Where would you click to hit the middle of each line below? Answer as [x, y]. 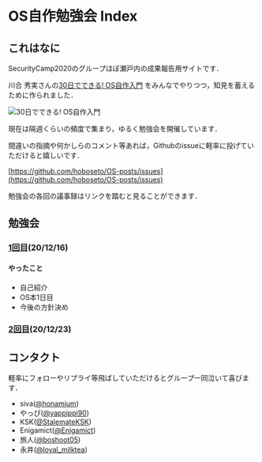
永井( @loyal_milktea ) [54, 450]
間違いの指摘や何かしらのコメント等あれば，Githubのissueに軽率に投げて [128, 146]
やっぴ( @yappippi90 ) [54, 413]
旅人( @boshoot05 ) [50, 440]
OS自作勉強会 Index [73, 16]
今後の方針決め [44, 307]
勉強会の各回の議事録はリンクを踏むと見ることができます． [105, 196]
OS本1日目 [36, 297]
